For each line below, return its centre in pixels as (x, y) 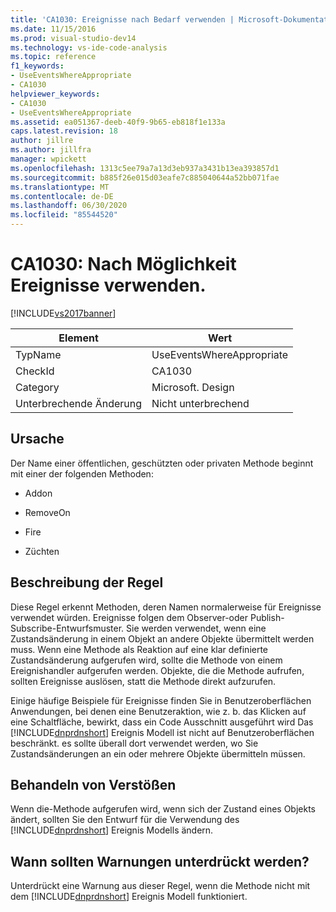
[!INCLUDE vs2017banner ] (63, 313)
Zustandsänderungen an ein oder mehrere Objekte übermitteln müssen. (158, 753)
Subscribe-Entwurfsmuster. (67, 628)
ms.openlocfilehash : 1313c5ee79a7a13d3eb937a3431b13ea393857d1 (145, 168)
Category (37, 387)
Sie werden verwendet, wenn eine (196, 628)
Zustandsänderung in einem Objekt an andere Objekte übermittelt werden (162, 638)
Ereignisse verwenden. (108, 285)
